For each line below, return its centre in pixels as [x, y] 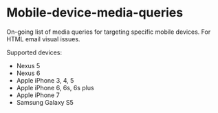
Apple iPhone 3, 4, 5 [45, 80]
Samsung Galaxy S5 [45, 102]
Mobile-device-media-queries [95, 13]
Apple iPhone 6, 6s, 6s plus [55, 88]
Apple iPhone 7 [38, 95]
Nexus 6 [28, 73]
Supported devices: [34, 52]
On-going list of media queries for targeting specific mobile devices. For [109, 32]
